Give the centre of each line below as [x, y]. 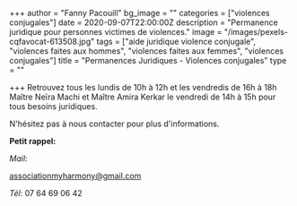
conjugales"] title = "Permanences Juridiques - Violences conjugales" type [148, 60]
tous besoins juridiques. [53, 106]
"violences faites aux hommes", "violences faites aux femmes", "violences [147, 51]
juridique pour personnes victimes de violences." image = [116, 32]
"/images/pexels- [256, 32]
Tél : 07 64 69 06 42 [46, 193]
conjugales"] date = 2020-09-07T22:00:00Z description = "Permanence [144, 22]
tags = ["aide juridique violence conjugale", [176, 41]
